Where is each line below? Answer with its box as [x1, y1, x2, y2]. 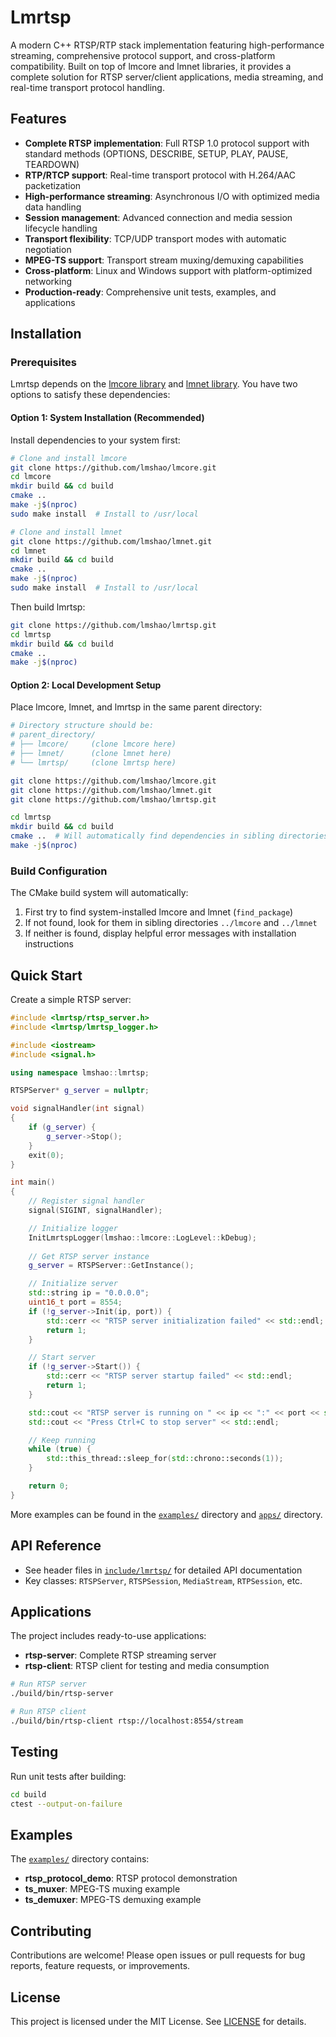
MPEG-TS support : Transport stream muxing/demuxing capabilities [24, 254, 304, 266]
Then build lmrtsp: [10, 601, 86, 613]
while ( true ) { [28, 1444, 92, 1455]
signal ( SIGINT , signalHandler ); [28, 1206, 163, 1216]
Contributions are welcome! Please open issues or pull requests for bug [10, 1949, 306, 1961]
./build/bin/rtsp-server [10, 1689, 114, 1699]
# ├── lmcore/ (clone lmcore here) [10, 739, 177, 750]
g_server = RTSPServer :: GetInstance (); [28, 1261, 195, 1271]
